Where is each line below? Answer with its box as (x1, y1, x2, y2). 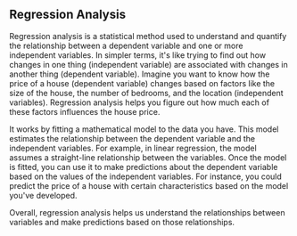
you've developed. (9, 190, 78, 200)
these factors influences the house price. (9, 106, 161, 117)
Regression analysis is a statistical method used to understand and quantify (9, 30, 287, 41)
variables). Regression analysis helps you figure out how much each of (9, 97, 270, 108)
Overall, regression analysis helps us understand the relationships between (9, 207, 285, 217)
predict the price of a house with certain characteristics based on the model (9, 180, 289, 191)
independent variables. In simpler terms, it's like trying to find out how (9, 49, 266, 61)
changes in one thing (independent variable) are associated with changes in (9, 59, 288, 69)
